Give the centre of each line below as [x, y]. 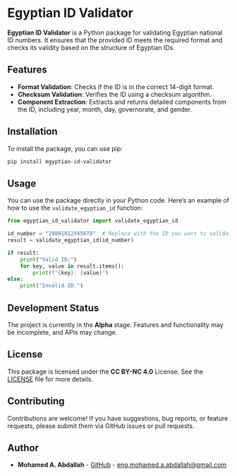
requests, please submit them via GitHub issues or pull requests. [101, 426]
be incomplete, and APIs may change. [62, 332]
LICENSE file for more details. [50, 379]
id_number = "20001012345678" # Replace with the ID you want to [107, 234]
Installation [32, 132]
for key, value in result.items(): [72, 266]
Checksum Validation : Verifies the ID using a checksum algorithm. [115, 94]
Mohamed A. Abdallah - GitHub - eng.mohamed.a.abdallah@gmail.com [122, 465]
